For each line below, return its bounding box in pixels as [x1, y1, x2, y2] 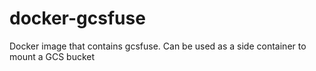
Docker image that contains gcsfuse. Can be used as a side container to [9, 40, 307, 52]
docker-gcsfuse [9, 7, 146, 30]
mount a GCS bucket [9, 50, 96, 62]
